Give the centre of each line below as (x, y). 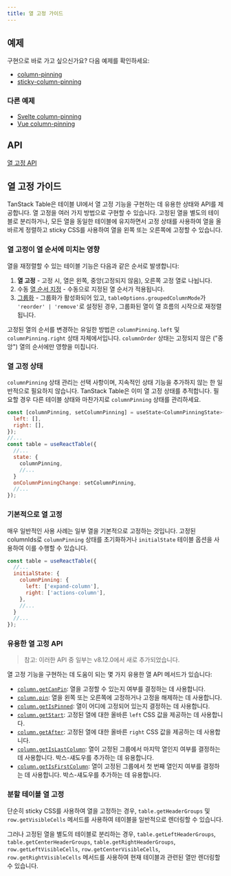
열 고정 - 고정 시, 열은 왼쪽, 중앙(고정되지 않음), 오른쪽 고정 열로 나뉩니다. (114, 280)
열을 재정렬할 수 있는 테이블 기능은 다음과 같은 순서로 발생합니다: (93, 266)
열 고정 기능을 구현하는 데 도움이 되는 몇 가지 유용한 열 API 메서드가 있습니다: (110, 675)
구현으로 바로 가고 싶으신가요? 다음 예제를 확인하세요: (78, 61)
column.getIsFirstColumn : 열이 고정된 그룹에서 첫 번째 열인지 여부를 (109, 766)
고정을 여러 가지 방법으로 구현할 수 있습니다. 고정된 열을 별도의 (123, 213)
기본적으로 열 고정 (35, 515)
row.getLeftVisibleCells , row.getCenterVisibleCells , (84, 849)
